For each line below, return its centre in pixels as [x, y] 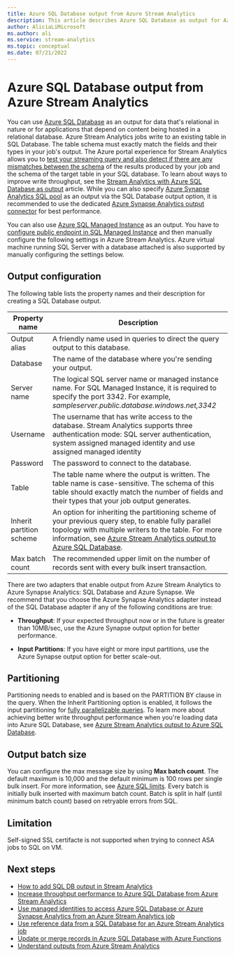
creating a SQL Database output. [54, 301]
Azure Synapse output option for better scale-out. [89, 656]
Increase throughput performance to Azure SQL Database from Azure [118, 893]
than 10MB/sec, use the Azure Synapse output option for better [108, 628]
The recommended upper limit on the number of [131, 558]
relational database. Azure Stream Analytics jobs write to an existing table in [117, 137]
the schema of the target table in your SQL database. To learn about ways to [117, 174]
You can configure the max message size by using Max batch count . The [113, 771]
